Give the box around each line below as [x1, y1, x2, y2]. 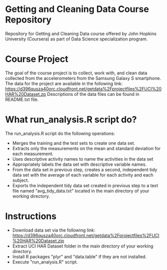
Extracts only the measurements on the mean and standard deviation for [12, 145, 161, 151]
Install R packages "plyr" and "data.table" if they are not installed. [12, 254, 147, 260]
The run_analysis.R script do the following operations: [5, 130, 115, 136]
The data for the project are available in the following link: [5, 80, 123, 86]
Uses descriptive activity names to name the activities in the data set [12, 156, 154, 162]
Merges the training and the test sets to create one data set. [12, 140, 135, 146]
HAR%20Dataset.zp [5, 91, 46, 97]
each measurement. [12, 151, 54, 157]
